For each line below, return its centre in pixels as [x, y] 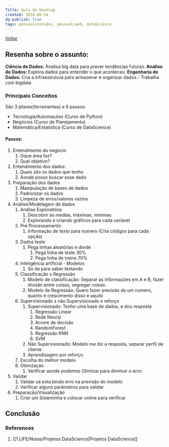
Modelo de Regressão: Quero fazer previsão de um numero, [90, 290]
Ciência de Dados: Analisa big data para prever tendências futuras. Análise [84, 67]
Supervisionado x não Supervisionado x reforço [70, 301]
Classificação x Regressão [48, 274]
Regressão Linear [53, 311]
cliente [35, 349]
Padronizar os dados [42, 193]
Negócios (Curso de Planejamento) [49, 122]
